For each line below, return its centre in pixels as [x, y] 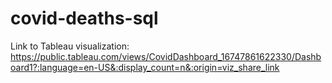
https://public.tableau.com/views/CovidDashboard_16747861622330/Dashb [166, 56]
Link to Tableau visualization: [70, 46]
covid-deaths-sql [84, 18]
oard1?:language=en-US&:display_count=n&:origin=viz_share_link [145, 67]
